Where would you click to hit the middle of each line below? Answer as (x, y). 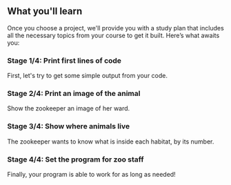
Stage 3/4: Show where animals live (68, 126)
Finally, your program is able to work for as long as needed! (91, 174)
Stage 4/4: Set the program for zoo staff (76, 159)
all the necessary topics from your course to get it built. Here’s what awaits (113, 35)
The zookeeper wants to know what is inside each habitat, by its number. (111, 142)
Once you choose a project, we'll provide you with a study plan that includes (115, 28)
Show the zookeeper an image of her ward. (69, 108)
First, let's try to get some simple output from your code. (87, 76)
